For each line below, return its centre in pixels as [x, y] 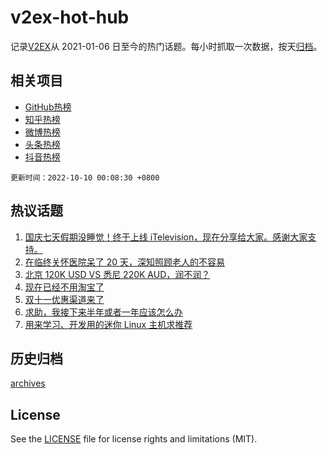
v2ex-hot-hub [70, 17]
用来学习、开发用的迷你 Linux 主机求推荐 [108, 324]
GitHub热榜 [48, 107]
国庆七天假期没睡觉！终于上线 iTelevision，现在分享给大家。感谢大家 [166, 237]
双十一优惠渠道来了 [64, 299]
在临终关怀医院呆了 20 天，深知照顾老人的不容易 [125, 262]
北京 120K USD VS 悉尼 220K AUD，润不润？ [117, 274]
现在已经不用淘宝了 [64, 287]
